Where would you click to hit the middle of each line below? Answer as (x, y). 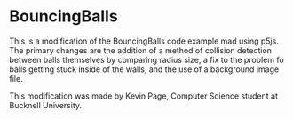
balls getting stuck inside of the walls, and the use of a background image (144, 69)
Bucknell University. (46, 105)
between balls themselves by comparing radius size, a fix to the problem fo (146, 59)
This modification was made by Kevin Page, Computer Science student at (143, 96)
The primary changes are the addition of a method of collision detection (141, 50)
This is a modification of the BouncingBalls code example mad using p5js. (144, 41)
